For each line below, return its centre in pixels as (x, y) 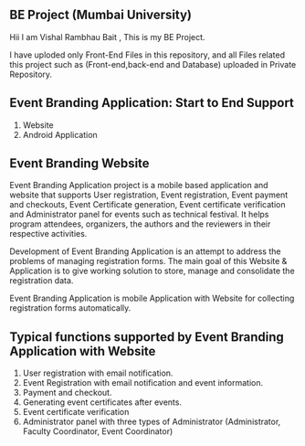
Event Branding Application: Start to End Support (152, 103)
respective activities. (48, 234)
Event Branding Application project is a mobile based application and (139, 186)
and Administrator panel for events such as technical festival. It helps (139, 215)
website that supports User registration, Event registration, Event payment (149, 195)
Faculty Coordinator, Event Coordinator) (98, 431)
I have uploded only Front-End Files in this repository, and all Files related (147, 55)
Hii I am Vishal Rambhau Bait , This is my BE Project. (107, 37)
